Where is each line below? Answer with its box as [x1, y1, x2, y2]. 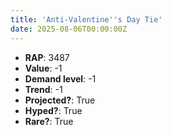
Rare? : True [24, 115, 74, 127]
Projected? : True [24, 94, 96, 106]
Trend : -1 [24, 83, 63, 95]
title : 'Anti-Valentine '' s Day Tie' [10, 14, 163, 25]
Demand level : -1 [24, 72, 97, 85]
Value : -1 [24, 62, 63, 74]
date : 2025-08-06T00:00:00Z [10, 24, 128, 34]
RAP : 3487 [24, 51, 70, 63]
